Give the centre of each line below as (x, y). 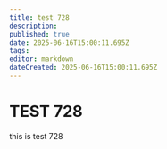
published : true (39, 34)
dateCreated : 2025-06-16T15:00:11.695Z (83, 68)
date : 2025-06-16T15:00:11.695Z (69, 42)
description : (33, 26)
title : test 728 (39, 17)
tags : (19, 51)
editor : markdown (42, 59)
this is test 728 (36, 136)
